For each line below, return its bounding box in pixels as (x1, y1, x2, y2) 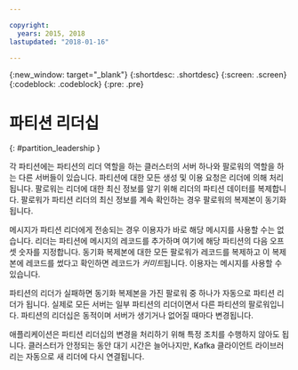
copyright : (9, 20, 50, 29)
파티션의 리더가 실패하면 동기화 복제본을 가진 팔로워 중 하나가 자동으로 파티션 (9, 288, 276, 299)
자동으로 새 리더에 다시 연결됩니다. (25, 351, 145, 362)
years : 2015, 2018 (17, 28, 86, 38)
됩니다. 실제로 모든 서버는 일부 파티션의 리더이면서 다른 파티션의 (25, 299, 246, 310)
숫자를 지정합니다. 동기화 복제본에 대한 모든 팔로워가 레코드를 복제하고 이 (18, 246, 270, 258)
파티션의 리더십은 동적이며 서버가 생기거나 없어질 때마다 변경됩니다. (20, 310, 254, 321)
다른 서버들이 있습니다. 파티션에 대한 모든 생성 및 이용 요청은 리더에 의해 (18, 173, 268, 183)
